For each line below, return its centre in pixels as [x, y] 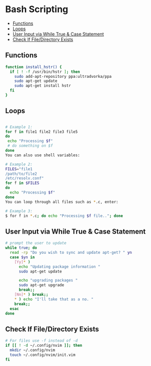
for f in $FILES [22, 183]
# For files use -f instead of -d [42, 341]
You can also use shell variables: [43, 155]
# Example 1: [19, 127]
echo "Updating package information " [59, 266]
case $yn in [22, 257]
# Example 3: [19, 211]
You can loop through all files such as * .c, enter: [62, 202]
